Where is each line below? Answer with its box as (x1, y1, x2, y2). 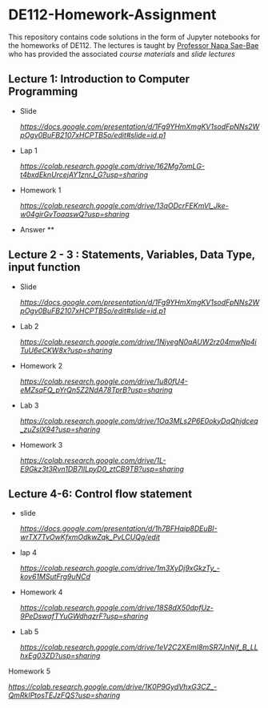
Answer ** (19, 224, 54, 234)
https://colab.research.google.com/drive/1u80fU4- (19, 376, 188, 386)
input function (8, 260, 81, 274)
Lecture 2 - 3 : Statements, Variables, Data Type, (8, 248, 256, 262)
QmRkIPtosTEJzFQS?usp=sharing (8, 690, 121, 700)
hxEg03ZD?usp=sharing (19, 651, 101, 661)
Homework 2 (19, 360, 63, 370)
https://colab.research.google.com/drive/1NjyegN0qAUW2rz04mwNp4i (19, 336, 258, 346)
